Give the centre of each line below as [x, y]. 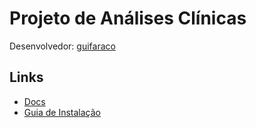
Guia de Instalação [62, 112]
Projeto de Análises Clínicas [128, 18]
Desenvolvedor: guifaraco [62, 46]
